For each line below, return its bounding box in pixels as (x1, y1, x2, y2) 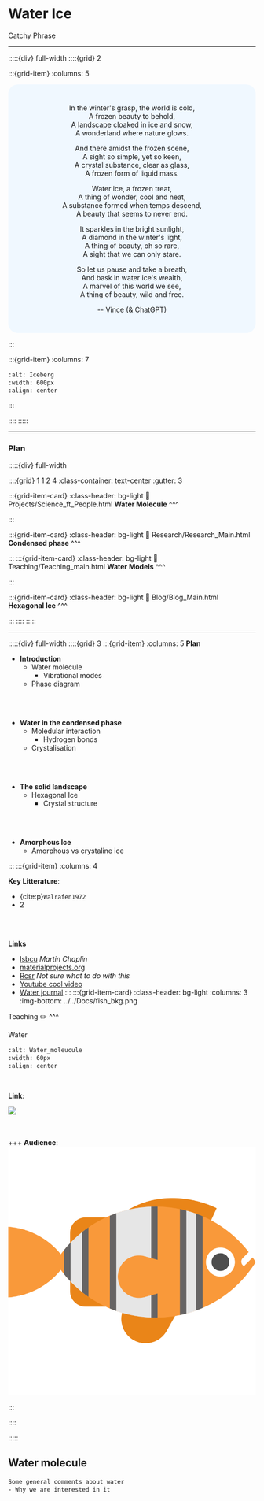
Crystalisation (31, 743, 76, 753)
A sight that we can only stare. (82, 249, 181, 258)
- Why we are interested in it (8, 1486, 111, 1494)
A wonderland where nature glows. (75, 128, 189, 138)
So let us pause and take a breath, (76, 265, 188, 274)
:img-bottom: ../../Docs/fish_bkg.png (19, 996, 137, 1006)
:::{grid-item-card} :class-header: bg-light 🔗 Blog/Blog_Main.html (8, 592, 219, 602)
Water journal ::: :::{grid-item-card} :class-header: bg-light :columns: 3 (19, 988, 248, 997)
